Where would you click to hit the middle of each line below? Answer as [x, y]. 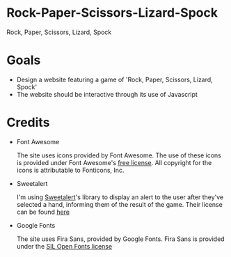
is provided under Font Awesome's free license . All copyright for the [114, 162]
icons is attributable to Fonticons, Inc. [70, 170]
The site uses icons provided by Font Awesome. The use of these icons [119, 155]
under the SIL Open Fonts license [64, 246]
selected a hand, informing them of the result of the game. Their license [120, 204]
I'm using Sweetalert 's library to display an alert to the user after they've [120, 197]
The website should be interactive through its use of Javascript [107, 94]
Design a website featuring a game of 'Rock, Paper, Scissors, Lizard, [114, 79]
